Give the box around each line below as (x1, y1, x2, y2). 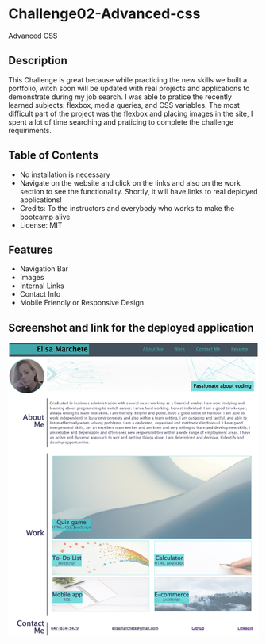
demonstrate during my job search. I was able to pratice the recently (8, 92, 233, 102)
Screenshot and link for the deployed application (8, 320, 254, 334)
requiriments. (8, 125, 52, 135)
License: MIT (19, 220, 63, 230)
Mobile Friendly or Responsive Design (19, 298, 145, 308)
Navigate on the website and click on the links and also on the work (19, 178, 241, 187)
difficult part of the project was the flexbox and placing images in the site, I (8, 109, 253, 118)
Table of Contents (8, 148, 99, 163)
